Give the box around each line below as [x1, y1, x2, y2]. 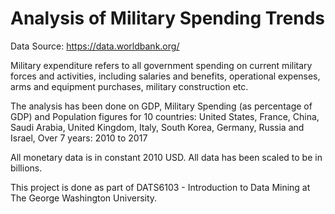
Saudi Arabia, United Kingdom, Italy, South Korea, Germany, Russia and [10, 121, 305, 133]
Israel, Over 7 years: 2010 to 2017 [10, 132, 148, 144]
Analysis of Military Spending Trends [10, 7, 326, 30]
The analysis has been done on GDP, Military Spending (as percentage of [10, 100, 313, 112]
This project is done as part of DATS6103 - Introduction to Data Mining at [10, 181, 311, 193]
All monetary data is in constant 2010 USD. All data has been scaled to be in [10, 151, 323, 163]
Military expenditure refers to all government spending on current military [10, 59, 313, 71]
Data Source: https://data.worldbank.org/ [10, 40, 180, 52]
